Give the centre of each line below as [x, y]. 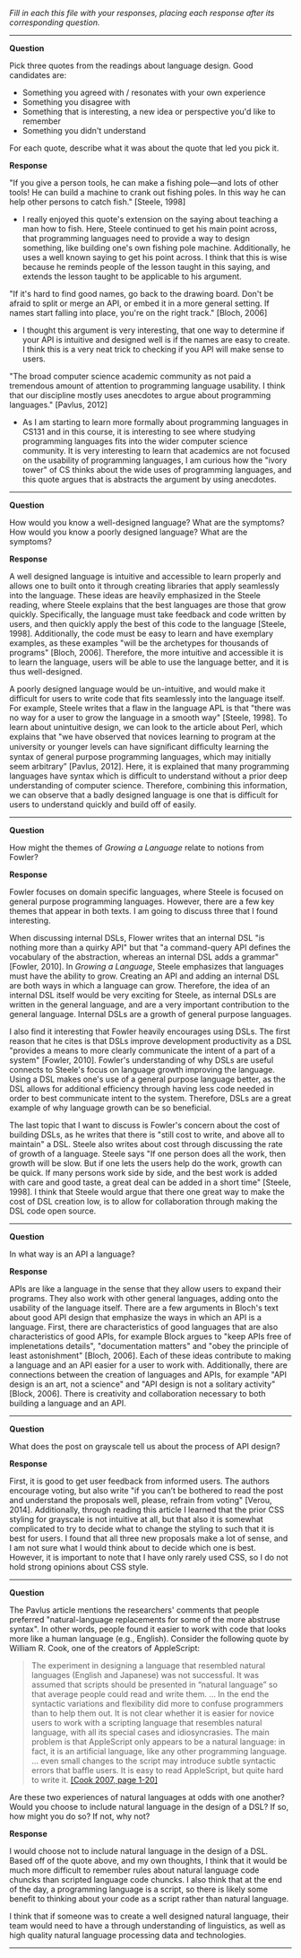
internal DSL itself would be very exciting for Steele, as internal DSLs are [143, 995]
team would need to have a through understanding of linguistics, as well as [147, 1926]
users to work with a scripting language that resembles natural [146, 1723]
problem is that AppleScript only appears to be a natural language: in [158, 1742]
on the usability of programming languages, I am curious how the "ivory [155, 460]
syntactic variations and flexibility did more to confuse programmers [157, 1704]
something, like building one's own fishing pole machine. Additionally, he [156, 248]
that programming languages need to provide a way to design [136, 238]
